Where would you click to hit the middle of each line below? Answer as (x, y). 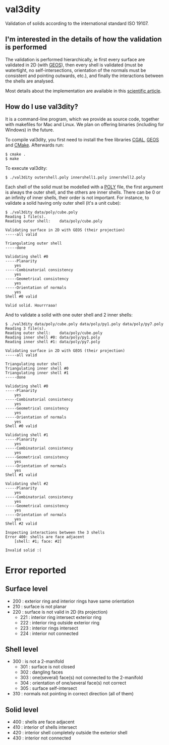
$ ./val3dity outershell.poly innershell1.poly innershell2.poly (75, 177)
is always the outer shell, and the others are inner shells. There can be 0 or (83, 192)
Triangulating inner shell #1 (37, 373)
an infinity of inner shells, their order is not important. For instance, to (77, 197)
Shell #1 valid (21, 475)
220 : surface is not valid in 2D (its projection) (60, 612)
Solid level (22, 710)
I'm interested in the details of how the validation (84, 39)
